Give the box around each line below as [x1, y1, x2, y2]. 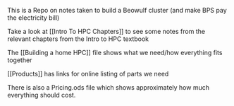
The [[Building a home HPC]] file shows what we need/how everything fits [7, 49, 223, 57]
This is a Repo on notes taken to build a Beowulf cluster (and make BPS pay [7, 6, 227, 14]
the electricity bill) [7, 13, 60, 22]
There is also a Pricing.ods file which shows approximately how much [7, 83, 210, 91]
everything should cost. [7, 91, 76, 99]
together [7, 56, 32, 64]
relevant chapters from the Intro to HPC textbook [7, 35, 149, 43]
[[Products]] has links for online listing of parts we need [7, 70, 169, 78]
